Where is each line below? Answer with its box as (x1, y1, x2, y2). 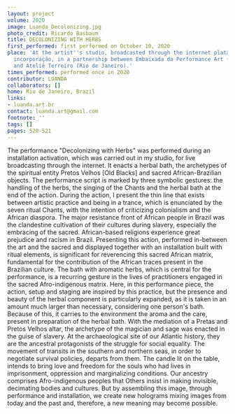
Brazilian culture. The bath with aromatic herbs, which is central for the (7, 265, 212, 273)
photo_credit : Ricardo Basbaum (7, 29, 99, 37)
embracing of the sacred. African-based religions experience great (7, 228, 201, 236)
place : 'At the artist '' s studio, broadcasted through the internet (7, 50, 211, 57)
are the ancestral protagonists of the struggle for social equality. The (7, 340, 205, 348)
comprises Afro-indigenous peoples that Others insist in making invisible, (7, 377, 219, 385)
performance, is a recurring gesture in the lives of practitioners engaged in (7, 273, 222, 281)
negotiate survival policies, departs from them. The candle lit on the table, (7, 355, 220, 363)
